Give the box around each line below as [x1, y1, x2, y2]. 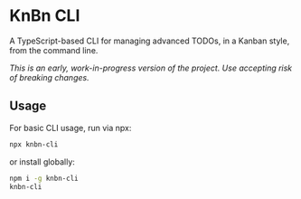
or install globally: [9, 156, 75, 167]
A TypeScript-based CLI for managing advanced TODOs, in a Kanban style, [9, 35, 290, 46]
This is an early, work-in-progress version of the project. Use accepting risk [9, 62, 293, 73]
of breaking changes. [9, 71, 89, 82]
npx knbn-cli [9, 139, 59, 149]
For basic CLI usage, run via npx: [9, 122, 132, 133]
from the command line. [9, 44, 99, 55]
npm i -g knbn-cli [9, 174, 79, 183]
